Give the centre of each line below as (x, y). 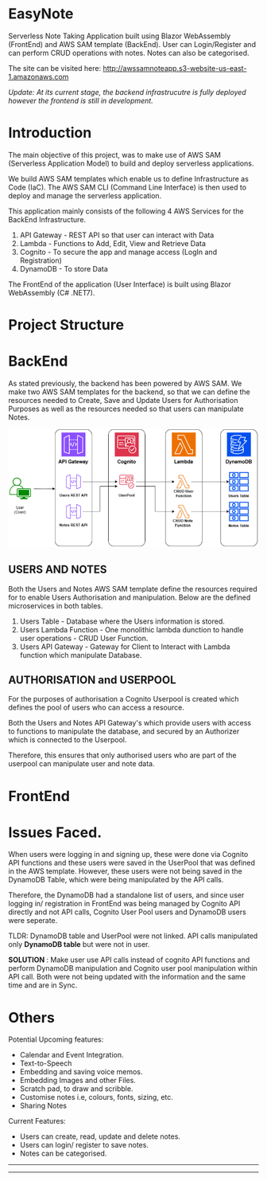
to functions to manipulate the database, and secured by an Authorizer (124, 731)
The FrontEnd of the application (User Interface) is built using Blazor (120, 284)
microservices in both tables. (56, 605)
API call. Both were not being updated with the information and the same (127, 977)
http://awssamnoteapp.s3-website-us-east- (175, 68)
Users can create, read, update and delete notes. (100, 1136)
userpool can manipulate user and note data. (81, 764)
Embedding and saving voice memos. (81, 1072)
